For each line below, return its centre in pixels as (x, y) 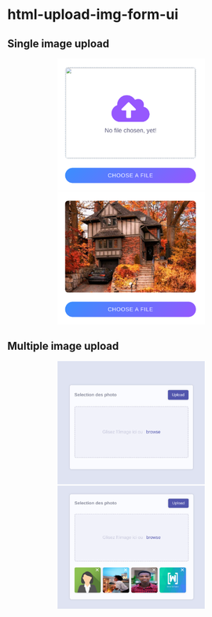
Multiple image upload (63, 346)
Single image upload (58, 44)
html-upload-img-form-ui (93, 15)
